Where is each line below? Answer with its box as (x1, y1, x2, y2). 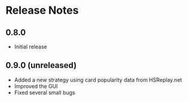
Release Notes (5, 4, 79, 17)
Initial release (14, 43, 47, 50)
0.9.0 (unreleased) (5, 60, 77, 70)
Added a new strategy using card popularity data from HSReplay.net (14, 76, 183, 84)
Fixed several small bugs (14, 89, 76, 96)
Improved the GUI (14, 82, 58, 89)
